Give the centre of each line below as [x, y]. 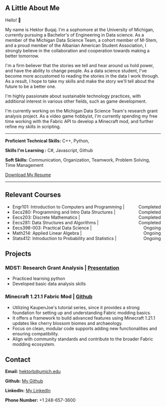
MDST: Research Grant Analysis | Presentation [62, 268]
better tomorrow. [22, 56]
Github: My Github [24, 381]
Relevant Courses [33, 195]
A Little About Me [33, 8]
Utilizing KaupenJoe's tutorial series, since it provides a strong [76, 307]
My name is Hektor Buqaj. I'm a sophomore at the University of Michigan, [80, 30]
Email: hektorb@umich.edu [33, 371]
